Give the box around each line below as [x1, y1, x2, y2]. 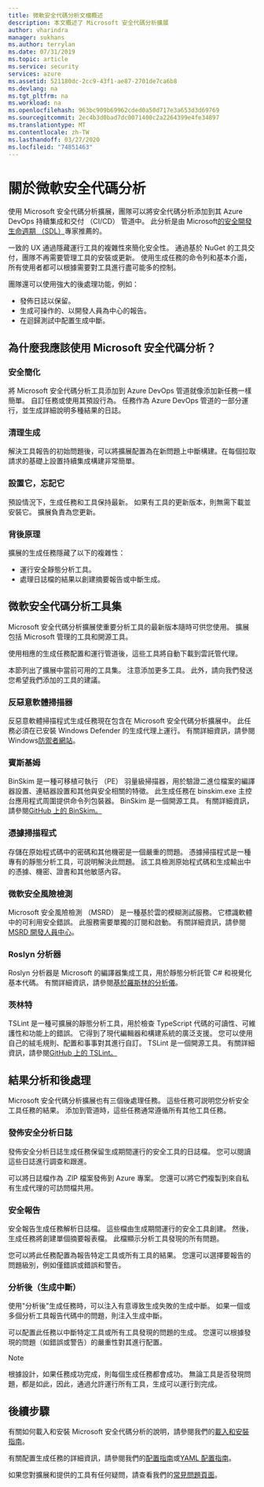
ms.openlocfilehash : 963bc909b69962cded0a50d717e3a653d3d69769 [8, 107, 220, 115]
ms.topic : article [8, 56, 68, 64]
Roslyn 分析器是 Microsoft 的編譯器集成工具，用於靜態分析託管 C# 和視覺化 [8, 968, 252, 978]
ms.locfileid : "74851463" [8, 143, 93, 151]
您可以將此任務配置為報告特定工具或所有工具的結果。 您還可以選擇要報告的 [8, 1250, 251, 1260]
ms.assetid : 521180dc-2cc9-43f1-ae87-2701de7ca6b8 [8, 77, 178, 85]
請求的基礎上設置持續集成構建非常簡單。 [8, 457, 139, 466]
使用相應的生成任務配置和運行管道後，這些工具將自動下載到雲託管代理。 [8, 648, 242, 658]
